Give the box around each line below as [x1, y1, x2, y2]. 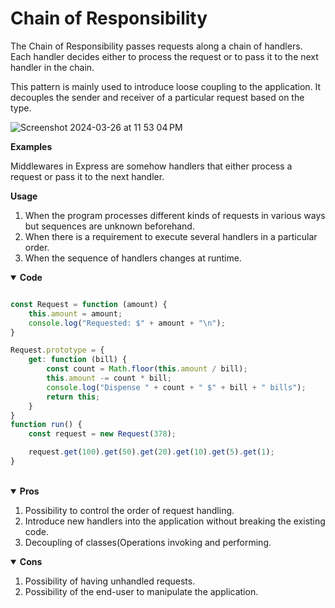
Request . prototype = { [10, 345, 105, 356]
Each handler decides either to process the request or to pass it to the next [10, 50, 319, 62]
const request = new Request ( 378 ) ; [28, 429, 177, 439]
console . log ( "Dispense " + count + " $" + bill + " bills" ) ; [46, 382, 307, 392]
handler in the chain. [10, 61, 95, 73]
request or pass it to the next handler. [10, 170, 165, 182]
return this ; [46, 392, 101, 402]
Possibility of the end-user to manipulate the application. [24, 585, 259, 597]
